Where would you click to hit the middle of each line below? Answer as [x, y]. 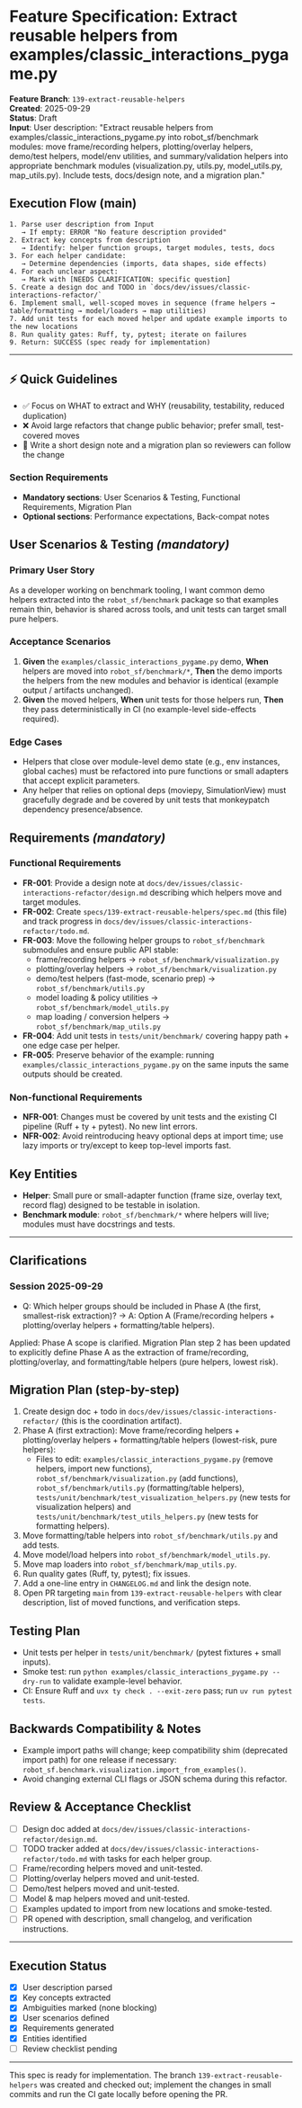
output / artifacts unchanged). [78, 690]
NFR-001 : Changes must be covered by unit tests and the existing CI [149, 1117]
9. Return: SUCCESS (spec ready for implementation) [110, 342]
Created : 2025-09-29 [50, 108]
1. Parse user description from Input [82, 224]
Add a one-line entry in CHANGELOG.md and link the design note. [137, 1584]
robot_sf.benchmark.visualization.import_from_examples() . [134, 1770]
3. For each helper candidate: [68, 255]
